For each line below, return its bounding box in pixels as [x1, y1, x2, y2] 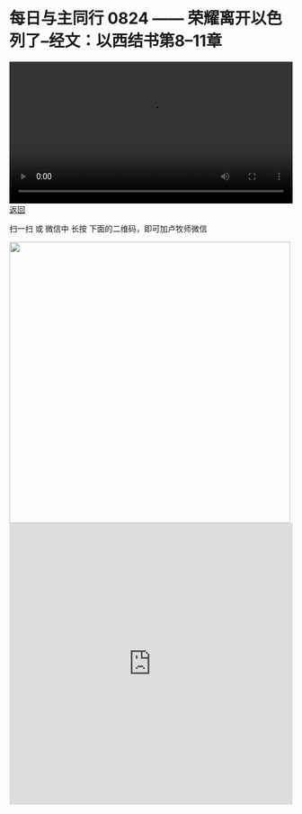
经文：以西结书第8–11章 [49, 31, 223, 51]
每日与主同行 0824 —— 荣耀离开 [9, 8, 252, 29]
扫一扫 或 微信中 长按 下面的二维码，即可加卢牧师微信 [9, 222, 208, 234]
